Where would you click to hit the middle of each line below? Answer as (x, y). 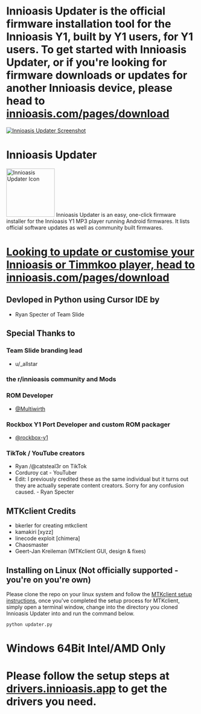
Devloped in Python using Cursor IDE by (83, 300)
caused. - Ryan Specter (44, 492)
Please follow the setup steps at (88, 676)
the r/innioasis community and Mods (61, 379)
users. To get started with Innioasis (97, 50)
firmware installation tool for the (89, 24)
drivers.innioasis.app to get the (87, 689)
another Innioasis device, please (90, 88)
